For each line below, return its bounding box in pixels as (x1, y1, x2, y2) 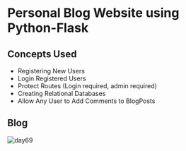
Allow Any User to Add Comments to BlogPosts (17, 97, 156, 105)
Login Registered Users (17, 74, 86, 83)
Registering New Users (17, 67, 85, 75)
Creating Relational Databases (17, 90, 106, 97)
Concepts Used (7, 48, 77, 60)
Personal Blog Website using (7, 5, 180, 21)
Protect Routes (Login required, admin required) (17, 82, 158, 90)
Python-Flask (7, 20, 89, 36)
